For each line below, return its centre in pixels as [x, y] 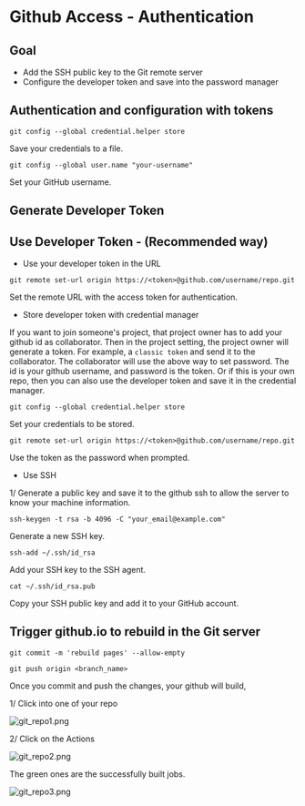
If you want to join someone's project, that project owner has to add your [146, 332]
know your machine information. [70, 503]
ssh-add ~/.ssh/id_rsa [52, 553]
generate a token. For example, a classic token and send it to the [132, 352]
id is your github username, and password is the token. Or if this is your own [152, 372]
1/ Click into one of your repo [64, 703]
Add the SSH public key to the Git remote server [112, 72]
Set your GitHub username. [61, 182]
